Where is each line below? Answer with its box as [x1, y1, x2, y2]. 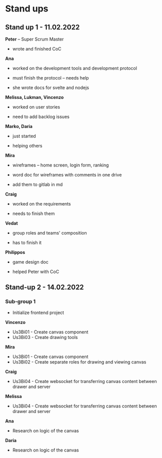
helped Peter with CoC [12, 268, 59, 274]
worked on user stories [12, 104, 60, 110]
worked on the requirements [12, 201, 71, 206]
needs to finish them [12, 210, 55, 216]
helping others [12, 143, 42, 148]
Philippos [5, 249, 25, 255]
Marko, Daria [5, 123, 32, 129]
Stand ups [5, 3, 48, 14]
